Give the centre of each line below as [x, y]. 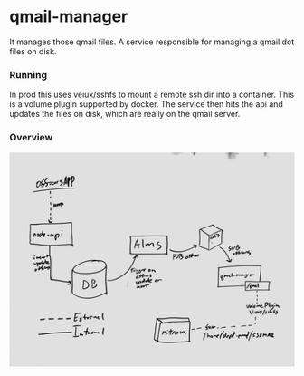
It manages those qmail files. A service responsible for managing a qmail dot [152, 42]
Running [28, 74]
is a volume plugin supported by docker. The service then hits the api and [146, 104]
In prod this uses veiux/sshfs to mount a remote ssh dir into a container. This [152, 95]
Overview [31, 138]
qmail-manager [69, 17]
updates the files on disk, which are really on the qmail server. [125, 114]
